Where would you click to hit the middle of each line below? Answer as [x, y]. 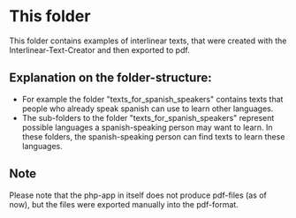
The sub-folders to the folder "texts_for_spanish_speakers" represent [148, 117]
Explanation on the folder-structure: [110, 78]
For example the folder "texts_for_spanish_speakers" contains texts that [152, 99]
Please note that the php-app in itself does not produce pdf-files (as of [138, 195]
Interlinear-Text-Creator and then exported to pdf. [99, 49]
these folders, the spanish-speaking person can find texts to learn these [153, 136]
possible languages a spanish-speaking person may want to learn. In [147, 127]
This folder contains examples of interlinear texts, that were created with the [148, 41]
